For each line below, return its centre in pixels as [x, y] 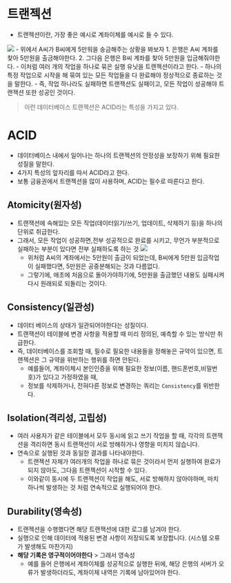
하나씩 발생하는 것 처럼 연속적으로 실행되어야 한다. [94, 488]
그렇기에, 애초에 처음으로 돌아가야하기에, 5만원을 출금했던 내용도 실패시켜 [126, 275]
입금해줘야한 [203, 58]
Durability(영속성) [45, 511]
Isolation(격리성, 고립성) [57, 418]
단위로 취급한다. [38, 231]
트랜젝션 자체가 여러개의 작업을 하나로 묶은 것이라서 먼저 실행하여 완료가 [124, 462]
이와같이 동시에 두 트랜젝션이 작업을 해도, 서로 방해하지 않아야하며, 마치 [123, 479]
